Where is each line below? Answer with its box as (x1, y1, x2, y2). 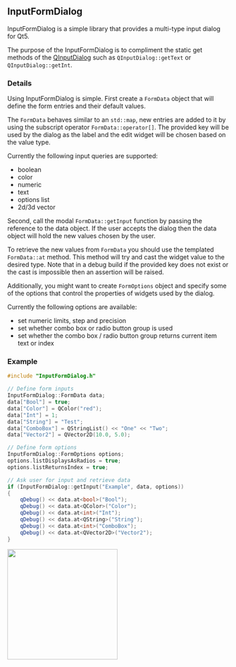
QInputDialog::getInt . (7, 60, 73, 69)
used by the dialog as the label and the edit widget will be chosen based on (7, 131, 226, 139)
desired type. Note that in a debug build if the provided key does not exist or (7, 261, 229, 269)
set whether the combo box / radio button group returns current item (17, 331, 217, 340)
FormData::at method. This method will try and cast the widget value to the (7, 253, 225, 261)
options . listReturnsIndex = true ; (7, 464, 109, 471)
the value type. (7, 138, 51, 147)
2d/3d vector (17, 203, 56, 211)
